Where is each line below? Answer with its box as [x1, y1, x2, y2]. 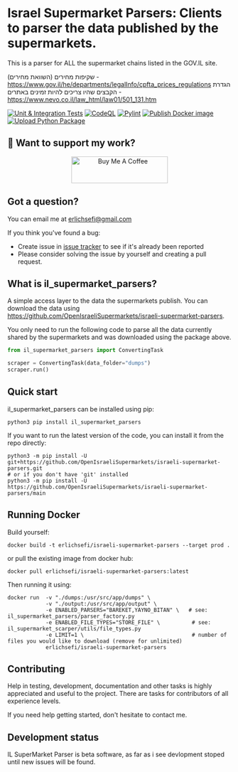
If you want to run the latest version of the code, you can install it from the [7, 431, 224, 439]
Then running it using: [7, 580, 72, 589]
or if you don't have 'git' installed [13, 471, 129, 478]
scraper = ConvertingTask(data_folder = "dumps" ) [7, 360, 151, 367]
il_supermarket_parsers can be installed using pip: [7, 404, 154, 413]
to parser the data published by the [7, 20, 219, 36]
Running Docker [7, 509, 80, 521]
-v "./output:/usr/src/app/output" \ [45, 600, 158, 607]
